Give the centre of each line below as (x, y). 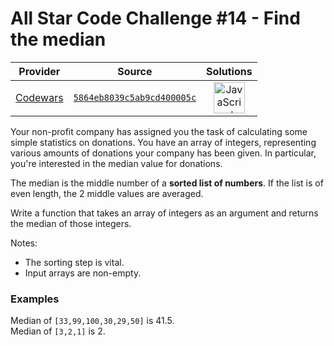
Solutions (229, 71)
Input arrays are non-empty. (83, 273)
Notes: (24, 243)
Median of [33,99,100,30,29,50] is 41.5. (92, 321)
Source (135, 71)
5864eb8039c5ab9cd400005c (135, 97)
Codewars (39, 97)
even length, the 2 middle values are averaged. (107, 193)
